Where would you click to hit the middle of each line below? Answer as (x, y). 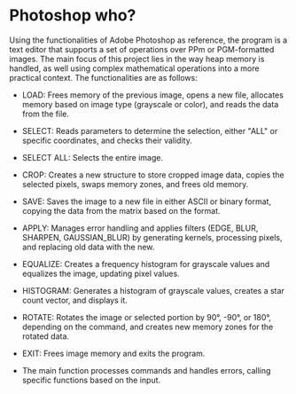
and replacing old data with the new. (88, 247)
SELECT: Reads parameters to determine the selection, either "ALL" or (150, 130)
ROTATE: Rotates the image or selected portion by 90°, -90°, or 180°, (147, 317)
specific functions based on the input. (91, 380)
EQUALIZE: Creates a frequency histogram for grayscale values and (146, 264)
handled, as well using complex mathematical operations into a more (134, 68)
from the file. (45, 114)
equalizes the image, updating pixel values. (101, 273)
